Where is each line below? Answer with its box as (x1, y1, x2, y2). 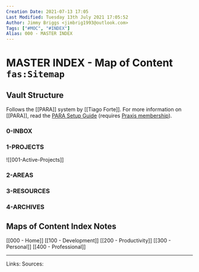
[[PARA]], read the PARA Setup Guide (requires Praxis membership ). (6, 112, 172, 119)
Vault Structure (6, 90, 64, 100)
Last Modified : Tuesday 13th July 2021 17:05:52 (6, 14, 129, 20)
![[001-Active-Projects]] (6, 156, 64, 164)
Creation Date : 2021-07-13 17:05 (6, 8, 89, 15)
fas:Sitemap (6, 69, 65, 80)
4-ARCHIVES (6, 203, 44, 211)
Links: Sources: (6, 260, 44, 267)
